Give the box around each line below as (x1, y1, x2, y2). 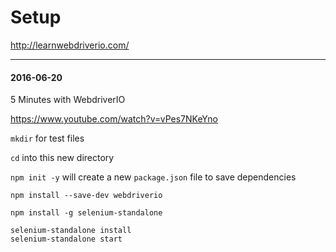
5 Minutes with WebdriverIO (10, 94, 126, 106)
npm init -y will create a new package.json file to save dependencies (10, 171, 297, 183)
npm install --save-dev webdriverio (10, 191, 163, 201)
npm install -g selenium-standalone (10, 208, 163, 218)
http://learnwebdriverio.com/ (10, 39, 130, 51)
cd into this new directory (10, 152, 115, 164)
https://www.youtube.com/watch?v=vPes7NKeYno (10, 113, 218, 125)
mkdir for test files (10, 132, 85, 145)
